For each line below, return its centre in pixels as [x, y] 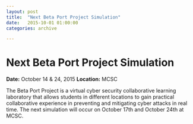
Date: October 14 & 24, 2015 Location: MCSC [62, 79]
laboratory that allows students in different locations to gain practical [90, 97]
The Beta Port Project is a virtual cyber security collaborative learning [91, 91]
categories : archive [32, 28]
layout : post [22, 12]
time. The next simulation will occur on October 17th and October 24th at [95, 110]
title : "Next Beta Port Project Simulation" [63, 17]
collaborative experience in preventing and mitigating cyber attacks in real [97, 103]
